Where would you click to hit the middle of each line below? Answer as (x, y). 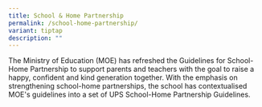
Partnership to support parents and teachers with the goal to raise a (142, 69)
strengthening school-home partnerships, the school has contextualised (128, 86)
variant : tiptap (35, 30)
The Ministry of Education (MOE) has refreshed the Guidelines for (117, 61)
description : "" (35, 38)
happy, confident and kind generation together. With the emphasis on (123, 77)
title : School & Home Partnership (66, 16)
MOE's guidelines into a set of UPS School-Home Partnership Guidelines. (129, 95)
